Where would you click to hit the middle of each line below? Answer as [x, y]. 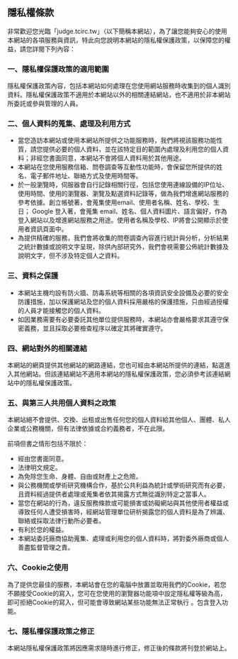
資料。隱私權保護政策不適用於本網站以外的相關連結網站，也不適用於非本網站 [119, 95]
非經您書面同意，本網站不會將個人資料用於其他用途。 [108, 158]
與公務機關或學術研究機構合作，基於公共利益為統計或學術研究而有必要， [123, 485]
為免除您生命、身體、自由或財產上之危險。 [80, 477]
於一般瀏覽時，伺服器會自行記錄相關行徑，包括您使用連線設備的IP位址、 [123, 185]
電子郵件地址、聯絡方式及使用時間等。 [86, 176]
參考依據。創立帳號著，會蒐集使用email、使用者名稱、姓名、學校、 [115, 203]
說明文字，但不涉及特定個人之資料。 [70, 256]
